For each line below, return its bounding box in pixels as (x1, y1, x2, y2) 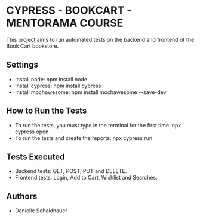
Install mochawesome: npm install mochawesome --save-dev (14, 88, 167, 96)
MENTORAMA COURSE (6, 16, 124, 30)
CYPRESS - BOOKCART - (6, 4, 133, 17)
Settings (6, 60, 39, 70)
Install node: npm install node (14, 75, 88, 83)
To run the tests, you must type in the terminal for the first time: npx (14, 121, 181, 129)
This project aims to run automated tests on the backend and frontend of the (6, 36, 195, 43)
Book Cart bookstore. (6, 42, 59, 50)
